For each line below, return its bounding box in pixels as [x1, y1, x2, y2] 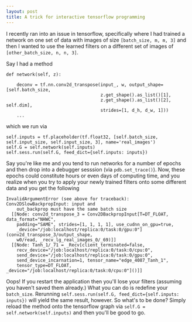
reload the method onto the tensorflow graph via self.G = [6, 303, 146, 310]
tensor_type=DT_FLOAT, [16, 262, 72, 268]
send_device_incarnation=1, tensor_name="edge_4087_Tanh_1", [16, 257, 169, 263]
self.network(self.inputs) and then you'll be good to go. [6, 309, 146, 316]
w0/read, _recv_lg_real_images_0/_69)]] [16, 237, 116, 243]
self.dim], [6, 102, 33, 108]
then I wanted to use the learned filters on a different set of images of [6, 42, 174, 50]
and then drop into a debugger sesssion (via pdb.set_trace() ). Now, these [6, 166, 186, 173]
